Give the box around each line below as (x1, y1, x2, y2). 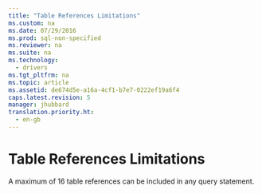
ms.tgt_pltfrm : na (8, 71, 69, 79)
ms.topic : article (8, 78, 69, 86)
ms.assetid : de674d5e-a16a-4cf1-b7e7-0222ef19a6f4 (8, 85, 180, 94)
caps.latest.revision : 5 (8, 93, 91, 101)
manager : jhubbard (8, 101, 69, 109)
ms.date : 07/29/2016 (8, 26, 77, 34)
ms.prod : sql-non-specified (8, 34, 102, 42)
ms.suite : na (8, 49, 52, 57)
